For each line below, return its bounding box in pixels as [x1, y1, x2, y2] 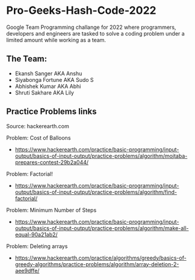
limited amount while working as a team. [6, 36, 107, 43]
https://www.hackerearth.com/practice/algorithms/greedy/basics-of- [14, 254, 187, 261]
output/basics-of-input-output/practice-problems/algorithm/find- [14, 188, 178, 196]
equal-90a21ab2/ [14, 231, 58, 238]
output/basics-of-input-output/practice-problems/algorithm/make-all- [14, 224, 189, 232]
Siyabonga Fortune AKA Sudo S [14, 76, 94, 83]
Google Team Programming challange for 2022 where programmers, [6, 23, 176, 31]
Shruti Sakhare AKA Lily [14, 89, 74, 96]
